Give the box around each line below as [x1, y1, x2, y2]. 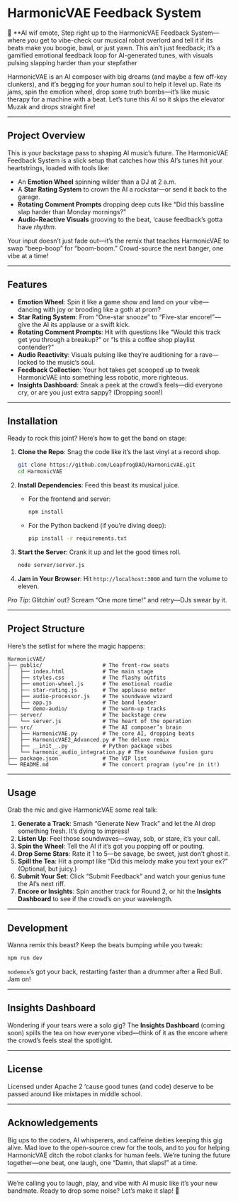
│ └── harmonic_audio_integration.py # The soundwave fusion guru [7, 749, 214, 756]
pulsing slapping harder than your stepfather [7, 58, 137, 67]
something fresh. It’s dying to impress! [17, 827, 130, 835]
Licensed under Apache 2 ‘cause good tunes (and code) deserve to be [7, 1082, 214, 1091]
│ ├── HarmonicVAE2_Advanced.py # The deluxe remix [7, 736, 170, 743]
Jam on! [7, 975, 31, 983]
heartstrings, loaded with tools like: [7, 163, 110, 172]
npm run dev [7, 954, 42, 962]
